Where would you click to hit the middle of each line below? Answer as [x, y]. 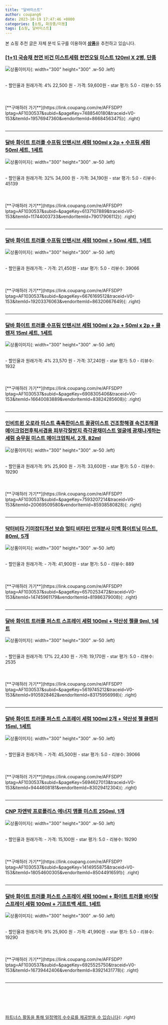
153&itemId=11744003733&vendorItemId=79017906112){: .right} [71, 217]
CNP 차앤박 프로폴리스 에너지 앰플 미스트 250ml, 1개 [65, 811]
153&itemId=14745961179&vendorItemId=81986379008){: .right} [71, 597]
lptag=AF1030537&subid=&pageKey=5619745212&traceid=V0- [70, 690]
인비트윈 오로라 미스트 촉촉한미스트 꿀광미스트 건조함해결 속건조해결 [82, 423]
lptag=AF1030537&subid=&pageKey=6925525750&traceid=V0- [71, 965]
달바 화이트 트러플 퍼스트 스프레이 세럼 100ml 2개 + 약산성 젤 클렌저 [82, 719]
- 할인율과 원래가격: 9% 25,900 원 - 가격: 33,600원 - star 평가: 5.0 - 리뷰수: [80, 466]
